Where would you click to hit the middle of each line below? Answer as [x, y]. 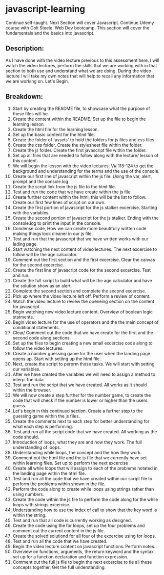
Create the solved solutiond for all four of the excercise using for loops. [84, 536]
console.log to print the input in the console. [57, 223]
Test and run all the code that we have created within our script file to [82, 478]
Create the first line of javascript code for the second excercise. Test [82, 270]
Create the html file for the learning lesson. [56, 129]
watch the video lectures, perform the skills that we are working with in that [81, 65]
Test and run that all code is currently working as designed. [72, 520]
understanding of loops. [37, 447]
